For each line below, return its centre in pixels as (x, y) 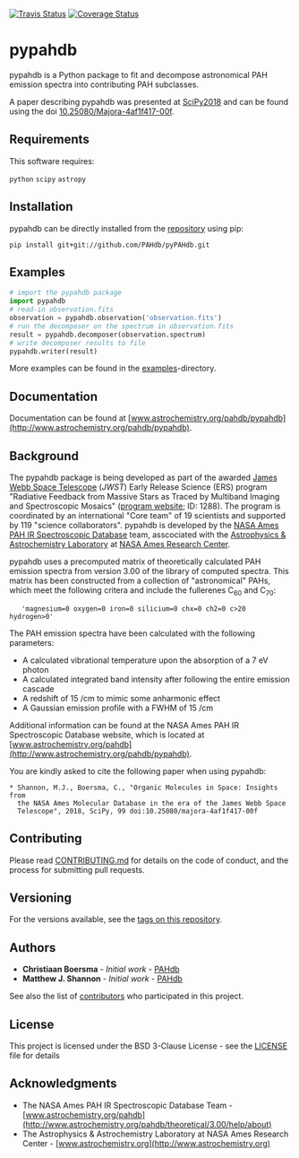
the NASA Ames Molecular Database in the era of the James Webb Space (152, 803)
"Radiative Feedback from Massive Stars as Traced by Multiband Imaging (145, 496)
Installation (41, 207)
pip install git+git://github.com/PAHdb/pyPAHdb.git (110, 245)
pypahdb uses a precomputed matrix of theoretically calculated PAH (135, 562)
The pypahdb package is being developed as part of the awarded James (143, 477)
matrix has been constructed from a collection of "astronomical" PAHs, (140, 580)
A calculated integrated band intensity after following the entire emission (156, 679)
